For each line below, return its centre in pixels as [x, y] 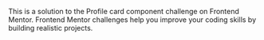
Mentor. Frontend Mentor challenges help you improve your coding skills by [132, 20]
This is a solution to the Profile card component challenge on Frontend [124, 11]
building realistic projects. [51, 28]
